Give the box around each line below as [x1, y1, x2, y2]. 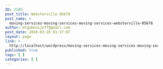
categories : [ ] [5, 57, 38, 62]
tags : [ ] [5, 52, 25, 57]
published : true [5, 48, 38, 52]
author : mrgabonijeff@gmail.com [5, 25, 70, 30]
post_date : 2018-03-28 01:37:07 [5, 30, 70, 34]
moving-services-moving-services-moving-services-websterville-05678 [9, 20, 153, 26]
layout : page [5, 34, 32, 39]
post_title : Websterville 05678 [5, 12, 70, 17]
